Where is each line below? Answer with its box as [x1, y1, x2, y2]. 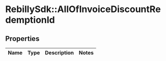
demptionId [5, 14, 55, 26]
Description [45, 49, 74, 56]
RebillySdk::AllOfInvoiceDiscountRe [5, 4, 161, 15]
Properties [5, 34, 40, 43]
